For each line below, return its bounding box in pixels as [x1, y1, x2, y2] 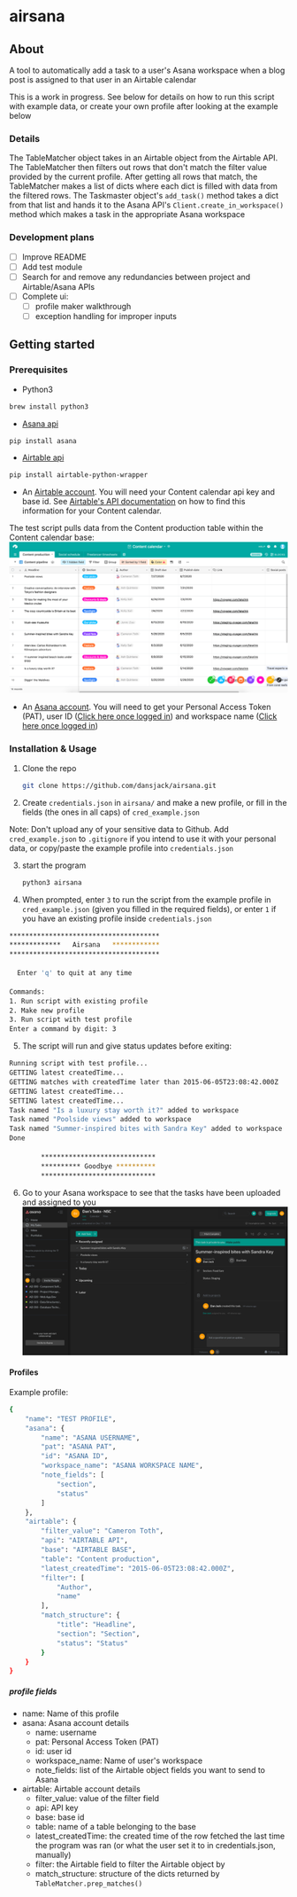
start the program [21, 860, 87, 870]
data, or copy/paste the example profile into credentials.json [9, 842, 234, 853]
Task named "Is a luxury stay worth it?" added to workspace [9, 1105, 240, 1114]
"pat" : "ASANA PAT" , [41, 1442, 117, 1451]
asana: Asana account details [21, 1718, 130, 1729]
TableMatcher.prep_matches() [34, 1879, 143, 1889]
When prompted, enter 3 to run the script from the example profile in [21, 894, 271, 905]
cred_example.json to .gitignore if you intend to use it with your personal [9, 833, 277, 844]
